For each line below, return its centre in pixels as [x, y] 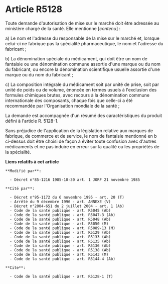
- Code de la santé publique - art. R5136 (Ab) [60, 246]
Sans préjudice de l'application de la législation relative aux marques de [79, 130]
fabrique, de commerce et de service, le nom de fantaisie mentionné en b [81, 136]
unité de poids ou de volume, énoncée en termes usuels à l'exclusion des [81, 89]
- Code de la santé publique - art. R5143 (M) [59, 254]
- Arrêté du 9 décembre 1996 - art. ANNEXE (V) [60, 202]
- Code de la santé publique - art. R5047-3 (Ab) [62, 215]
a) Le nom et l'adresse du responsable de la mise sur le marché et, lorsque [82, 38]
